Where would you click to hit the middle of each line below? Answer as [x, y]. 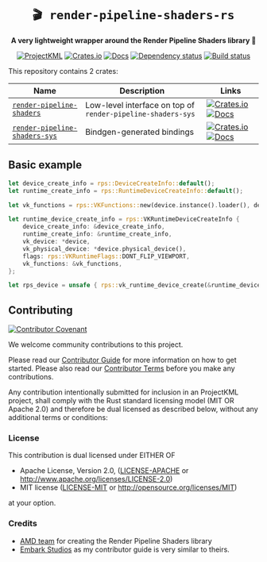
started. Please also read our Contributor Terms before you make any [122, 368]
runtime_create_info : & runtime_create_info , [97, 234]
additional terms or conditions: [58, 418]
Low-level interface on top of [139, 105]
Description [142, 90]
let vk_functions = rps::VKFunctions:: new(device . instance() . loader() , [129, 205]
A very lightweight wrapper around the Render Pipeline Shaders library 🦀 [133, 40]
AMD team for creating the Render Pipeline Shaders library [116, 541]
